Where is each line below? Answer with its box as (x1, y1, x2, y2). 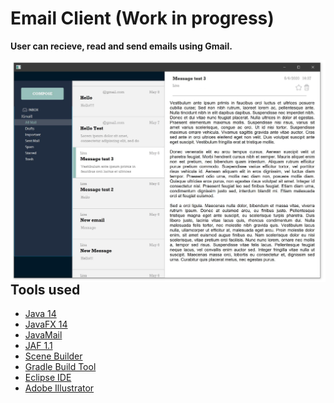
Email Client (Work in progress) (10, 7, 275, 30)
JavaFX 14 (24, 318, 68, 331)
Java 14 (24, 308, 57, 320)
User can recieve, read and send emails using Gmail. (10, 40, 233, 52)
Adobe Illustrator (24, 382, 95, 394)
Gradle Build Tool (24, 361, 97, 373)
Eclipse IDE (24, 372, 72, 384)
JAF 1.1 (24, 340, 53, 352)
